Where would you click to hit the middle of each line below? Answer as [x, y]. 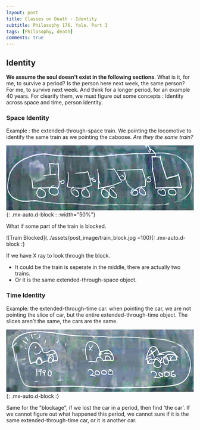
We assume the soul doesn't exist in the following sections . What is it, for [98, 77]
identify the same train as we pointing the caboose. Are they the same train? [100, 137]
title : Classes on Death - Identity [51, 19]
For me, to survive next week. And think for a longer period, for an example [98, 89]
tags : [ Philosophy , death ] [40, 32]
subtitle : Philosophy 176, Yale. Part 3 [57, 25]
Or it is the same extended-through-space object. [76, 280]
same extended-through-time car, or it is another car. [71, 420]
